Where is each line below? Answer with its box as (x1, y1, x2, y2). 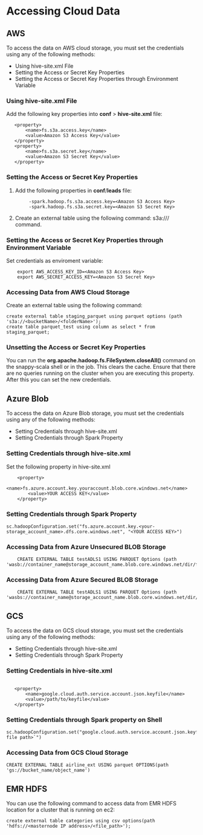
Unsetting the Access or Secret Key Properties (6, 343, 146, 351)
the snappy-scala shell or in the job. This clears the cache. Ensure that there (6, 363, 196, 371)
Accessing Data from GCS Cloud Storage (6, 748, 129, 757)
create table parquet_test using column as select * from (6, 324, 155, 330)
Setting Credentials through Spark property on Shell (6, 715, 163, 724)
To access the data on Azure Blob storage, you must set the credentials (6, 409, 184, 417)
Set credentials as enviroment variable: (6, 257, 104, 264)
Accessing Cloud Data (6, 4, 120, 18)
